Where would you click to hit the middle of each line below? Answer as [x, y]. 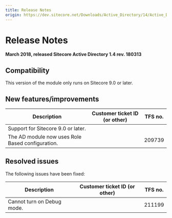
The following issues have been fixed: [45, 174]
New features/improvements [52, 99]
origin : [14, 15]
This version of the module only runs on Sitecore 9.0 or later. [69, 83]
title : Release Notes [28, 10]
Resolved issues [32, 161]
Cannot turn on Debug [35, 202]
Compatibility [27, 71]
